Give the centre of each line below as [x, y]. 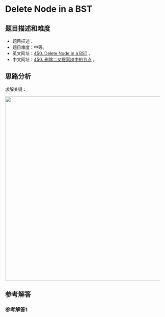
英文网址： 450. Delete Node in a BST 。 [53, 53]
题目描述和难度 [28, 28]
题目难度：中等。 [29, 47]
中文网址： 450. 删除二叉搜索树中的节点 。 [55, 59]
